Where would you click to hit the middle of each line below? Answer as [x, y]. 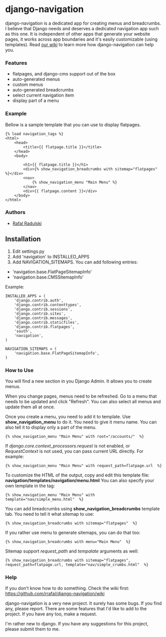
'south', [23, 331]
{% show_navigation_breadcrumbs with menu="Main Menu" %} [68, 541]
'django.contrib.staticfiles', [47, 322]
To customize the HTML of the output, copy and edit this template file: [77, 475]
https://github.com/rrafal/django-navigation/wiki [55, 594]
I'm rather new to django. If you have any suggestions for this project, [77, 624]
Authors [15, 212]
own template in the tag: [30, 486]
